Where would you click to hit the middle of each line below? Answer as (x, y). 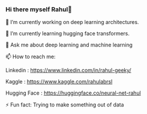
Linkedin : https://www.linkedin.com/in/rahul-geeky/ (69, 71)
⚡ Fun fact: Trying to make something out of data (65, 105)
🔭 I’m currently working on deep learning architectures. (72, 22)
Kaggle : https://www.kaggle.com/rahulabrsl (59, 82)
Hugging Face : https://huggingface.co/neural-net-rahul (73, 93)
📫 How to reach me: (31, 57)
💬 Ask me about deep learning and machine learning (69, 45)
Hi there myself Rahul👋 (39, 9)
